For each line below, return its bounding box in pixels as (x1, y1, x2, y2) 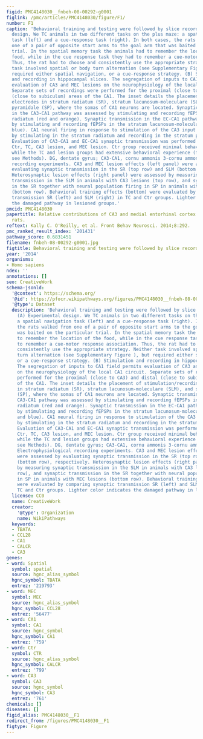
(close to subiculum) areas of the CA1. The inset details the (11, 93, 174, 99)
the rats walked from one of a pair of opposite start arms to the (17, 324, 190, 330)
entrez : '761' (11, 695, 47, 701)
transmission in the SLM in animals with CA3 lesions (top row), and (11, 178, 190, 184)
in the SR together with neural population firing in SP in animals (11, 183, 188, 189)
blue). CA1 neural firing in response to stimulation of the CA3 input (11, 127, 196, 133)
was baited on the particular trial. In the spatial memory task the (17, 329, 196, 336)
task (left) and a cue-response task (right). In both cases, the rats (11, 37, 196, 43)
